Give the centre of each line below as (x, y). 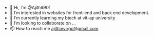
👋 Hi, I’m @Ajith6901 (30, 8)
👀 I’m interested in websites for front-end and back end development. (79, 13)
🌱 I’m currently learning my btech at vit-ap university (62, 18)
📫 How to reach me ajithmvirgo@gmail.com (54, 28)
